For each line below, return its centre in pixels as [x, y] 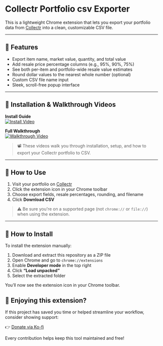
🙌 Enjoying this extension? [46, 300]
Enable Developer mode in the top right [52, 265]
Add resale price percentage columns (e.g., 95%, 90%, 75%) [73, 64]
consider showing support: [32, 317]
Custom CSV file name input [40, 80]
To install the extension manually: [38, 246]
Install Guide [18, 116]
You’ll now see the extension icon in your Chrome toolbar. [63, 285]
